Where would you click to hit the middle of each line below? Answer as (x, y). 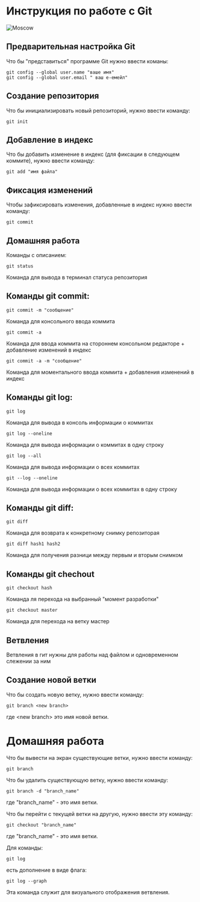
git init (17, 122)
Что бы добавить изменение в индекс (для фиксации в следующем (93, 154)
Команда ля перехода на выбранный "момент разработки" (83, 599)
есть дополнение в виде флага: (47, 870)
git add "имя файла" (32, 172)
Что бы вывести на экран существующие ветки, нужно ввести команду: (99, 757)
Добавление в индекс (50, 140)
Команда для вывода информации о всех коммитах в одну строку (92, 489)
